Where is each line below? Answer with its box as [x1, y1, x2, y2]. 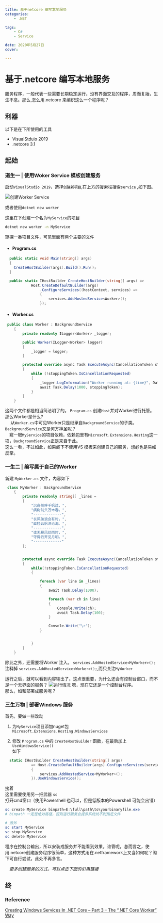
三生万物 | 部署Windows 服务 [5, 701, 73, 708]
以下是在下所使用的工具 [5, 126, 52, 132]
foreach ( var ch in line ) [48, 597, 101, 601]
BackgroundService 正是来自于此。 [14, 438, 81, 444]
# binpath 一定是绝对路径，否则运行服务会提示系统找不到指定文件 [5, 812, 121, 817]
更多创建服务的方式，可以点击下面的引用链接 [9, 866, 98, 872]
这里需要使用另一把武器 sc [5, 792, 58, 797]
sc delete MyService [5, 834, 47, 839]
